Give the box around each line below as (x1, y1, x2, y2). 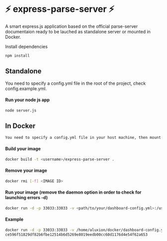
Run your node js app (5, 97, 50, 103)
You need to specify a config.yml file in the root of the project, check (5, 80, 146, 86)
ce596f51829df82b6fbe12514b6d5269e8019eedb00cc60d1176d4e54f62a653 (5, 232, 148, 237)
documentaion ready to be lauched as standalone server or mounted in (5, 28, 151, 34)
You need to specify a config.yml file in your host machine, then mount (5, 135, 162, 140)
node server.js (5, 108, 37, 113)
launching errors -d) (5, 195, 48, 201)
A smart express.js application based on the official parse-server (5, 23, 138, 29)
